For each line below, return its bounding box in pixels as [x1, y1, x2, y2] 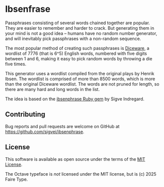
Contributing [5, 110, 45, 119]
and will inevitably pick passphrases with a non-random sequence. [5, 36, 141, 42]
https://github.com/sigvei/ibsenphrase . [5, 129, 84, 135]
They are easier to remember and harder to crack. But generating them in [5, 25, 155, 31]
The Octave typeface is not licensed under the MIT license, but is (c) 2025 [5, 171, 157, 177]
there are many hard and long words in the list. [5, 86, 100, 92]
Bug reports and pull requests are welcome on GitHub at [5, 123, 120, 129]
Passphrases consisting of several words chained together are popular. [5, 20, 150, 26]
